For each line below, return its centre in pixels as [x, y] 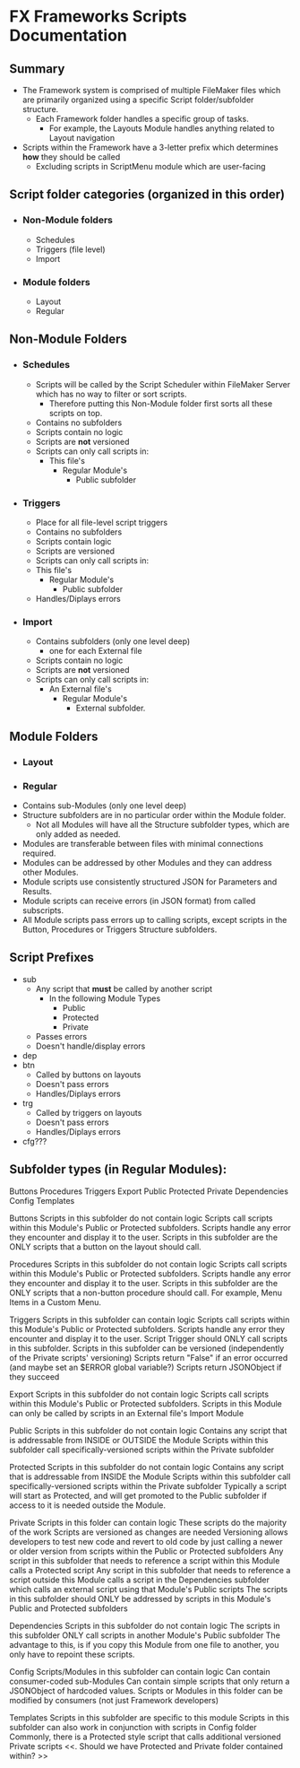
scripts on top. [76, 413]
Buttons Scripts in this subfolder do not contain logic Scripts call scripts [141, 1218]
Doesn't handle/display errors [90, 1046]
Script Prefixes [51, 958]
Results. [37, 891]
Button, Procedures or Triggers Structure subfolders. [120, 929]
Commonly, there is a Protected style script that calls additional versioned [145, 1737]
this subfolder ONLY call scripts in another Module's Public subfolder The [145, 1635]
